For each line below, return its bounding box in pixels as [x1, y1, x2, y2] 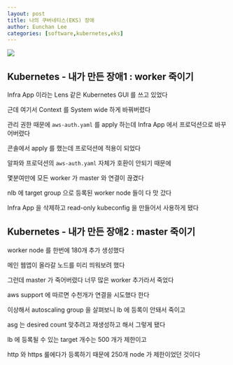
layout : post [7, 10, 45, 18]
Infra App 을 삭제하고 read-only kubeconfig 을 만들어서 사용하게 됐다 [7, 204, 199, 212]
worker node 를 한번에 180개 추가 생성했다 [7, 246, 125, 254]
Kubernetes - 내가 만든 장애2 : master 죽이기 [7, 226, 196, 238]
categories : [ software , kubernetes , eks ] [7, 29, 124, 37]
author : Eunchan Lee [7, 23, 68, 30]
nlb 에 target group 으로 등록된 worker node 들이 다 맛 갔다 [7, 188, 172, 197]
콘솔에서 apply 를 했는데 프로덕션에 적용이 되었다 [7, 144, 141, 153]
